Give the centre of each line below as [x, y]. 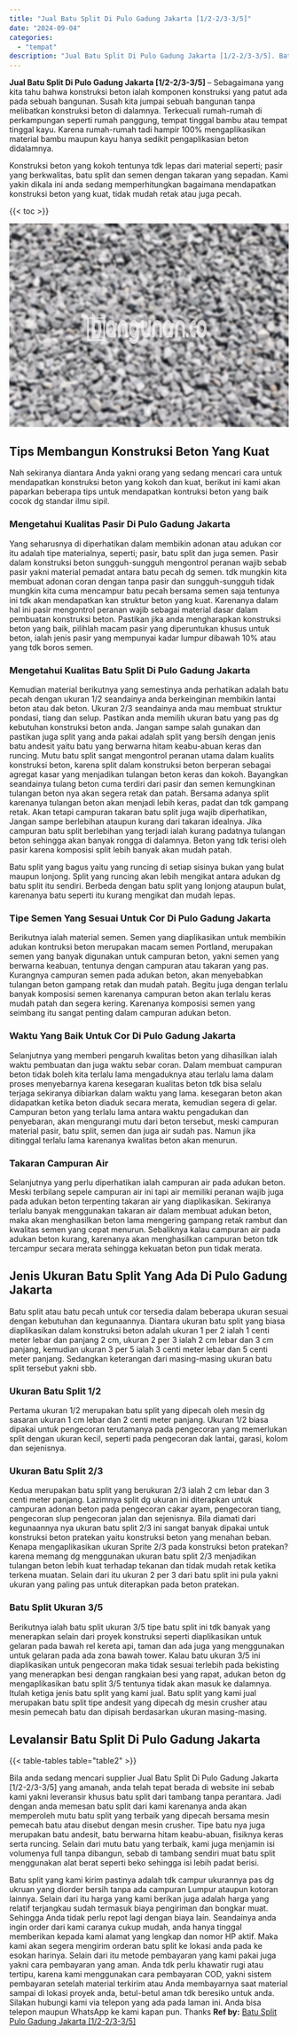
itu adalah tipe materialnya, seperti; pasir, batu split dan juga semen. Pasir [144, 553]
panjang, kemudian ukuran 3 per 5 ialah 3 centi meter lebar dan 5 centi [138, 1349]
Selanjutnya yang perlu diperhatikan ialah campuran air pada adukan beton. [147, 1182]
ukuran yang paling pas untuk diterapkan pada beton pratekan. [124, 1584]
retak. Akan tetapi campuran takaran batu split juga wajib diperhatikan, [138, 813]
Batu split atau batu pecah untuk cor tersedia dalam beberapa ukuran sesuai [149, 1311]
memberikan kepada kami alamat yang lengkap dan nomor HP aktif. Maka [144, 1937]
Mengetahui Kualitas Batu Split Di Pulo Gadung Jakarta [130, 670]
